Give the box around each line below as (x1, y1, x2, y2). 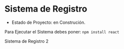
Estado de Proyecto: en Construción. (11, 19, 86, 25)
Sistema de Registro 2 (4, 38, 49, 44)
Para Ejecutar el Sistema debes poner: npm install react (4, 29, 120, 34)
